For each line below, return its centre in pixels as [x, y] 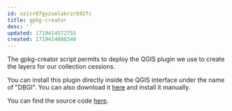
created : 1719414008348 [42, 40]
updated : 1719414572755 [42, 33]
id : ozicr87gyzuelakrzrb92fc [50, 14]
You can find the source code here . [58, 101]
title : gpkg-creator [37, 20]
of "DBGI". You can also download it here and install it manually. [99, 87]
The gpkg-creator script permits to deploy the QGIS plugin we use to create [116, 59]
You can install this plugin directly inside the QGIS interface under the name [116, 80]
